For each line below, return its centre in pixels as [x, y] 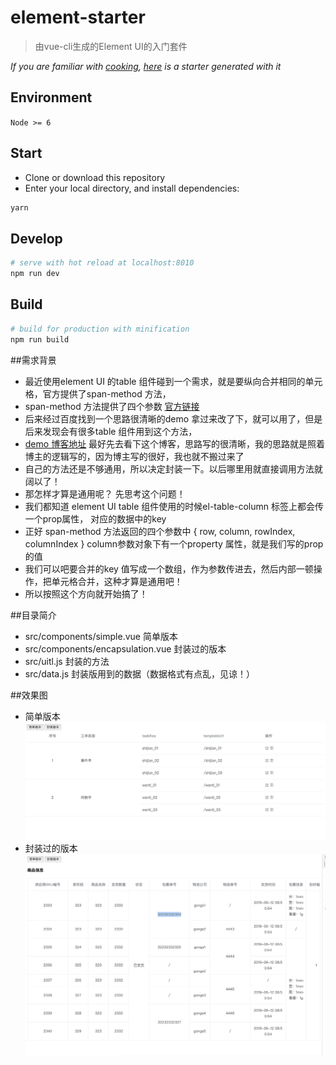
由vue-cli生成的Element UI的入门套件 [111, 46]
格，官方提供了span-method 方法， [98, 393]
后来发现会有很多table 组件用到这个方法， [111, 431]
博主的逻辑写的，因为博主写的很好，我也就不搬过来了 [134, 456]
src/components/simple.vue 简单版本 [101, 636]
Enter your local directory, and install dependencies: [132, 188]
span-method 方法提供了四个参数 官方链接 [112, 406]
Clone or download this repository [95, 177]
